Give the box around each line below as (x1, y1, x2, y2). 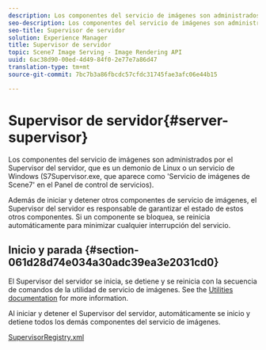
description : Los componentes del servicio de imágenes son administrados (8, 11, 260, 20)
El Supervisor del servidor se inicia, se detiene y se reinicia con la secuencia (8, 276, 257, 286)
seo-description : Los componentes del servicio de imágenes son (8, 19, 225, 27)
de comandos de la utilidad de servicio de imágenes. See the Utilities (8, 285, 234, 295)
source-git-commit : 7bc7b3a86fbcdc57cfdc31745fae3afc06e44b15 (8, 70, 218, 78)
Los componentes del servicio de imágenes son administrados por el (8, 154, 234, 164)
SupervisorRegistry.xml (8, 333, 85, 342)
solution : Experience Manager (8, 33, 108, 42)
